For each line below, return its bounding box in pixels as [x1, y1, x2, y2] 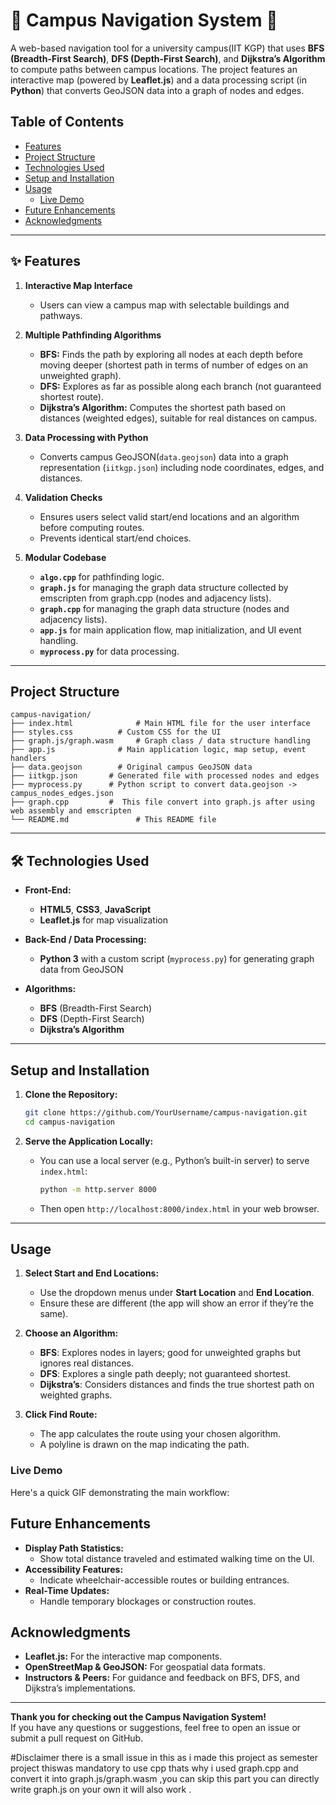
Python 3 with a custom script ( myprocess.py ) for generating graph [39, 953, 315, 965]
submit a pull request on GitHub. [10, 1732, 144, 1744]
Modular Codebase [24, 551, 107, 563]
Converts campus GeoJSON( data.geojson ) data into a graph [39, 450, 289, 463]
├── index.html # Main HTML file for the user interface [10, 719, 311, 729]
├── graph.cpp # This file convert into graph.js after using [10, 797, 315, 808]
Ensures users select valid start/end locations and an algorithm [39, 510, 300, 523]
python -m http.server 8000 [39, 1184, 157, 1194]
